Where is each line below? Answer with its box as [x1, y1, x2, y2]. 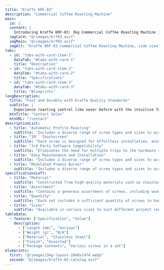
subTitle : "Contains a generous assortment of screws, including [14, 189, 150, 194]
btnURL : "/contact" [9, 116, 49, 121]
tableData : [5, 212, 27, 217]
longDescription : [5, 93, 41, 98]
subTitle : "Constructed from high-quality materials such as [14, 180, 141, 185]
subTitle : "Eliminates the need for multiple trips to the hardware [14, 148, 156, 153]
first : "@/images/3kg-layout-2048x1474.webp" [9, 253, 104, 258]
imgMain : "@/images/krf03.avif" [9, 39, 76, 44]
